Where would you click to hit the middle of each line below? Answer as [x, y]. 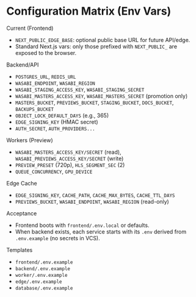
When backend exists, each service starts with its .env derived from [101, 231]
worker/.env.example [41, 275]
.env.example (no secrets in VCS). [58, 238]
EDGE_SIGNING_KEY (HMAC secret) [57, 122]
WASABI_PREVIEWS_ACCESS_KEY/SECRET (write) [69, 158]
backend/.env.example [42, 269]
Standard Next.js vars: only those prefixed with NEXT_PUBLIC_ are [96, 46]
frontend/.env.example [44, 262]
